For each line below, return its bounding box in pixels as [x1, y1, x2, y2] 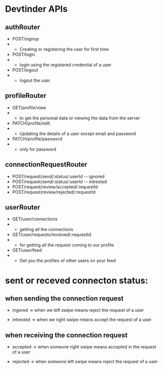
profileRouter [5, 92, 47, 100]
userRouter [5, 203, 41, 211]
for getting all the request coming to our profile [19, 242, 114, 248]
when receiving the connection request [5, 331, 128, 339]
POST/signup [12, 36, 39, 42]
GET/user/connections [12, 216, 58, 222]
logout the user [19, 77, 50, 83]
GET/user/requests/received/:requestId [12, 231, 92, 238]
